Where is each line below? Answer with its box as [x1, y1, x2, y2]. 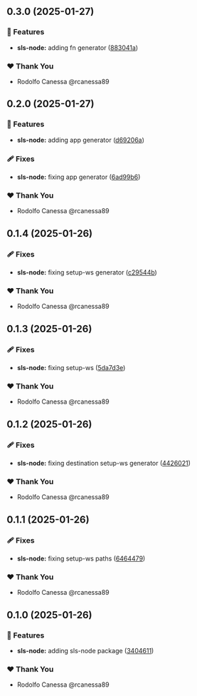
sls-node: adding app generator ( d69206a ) [16, 135, 145, 144]
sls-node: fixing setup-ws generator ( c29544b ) [16, 267, 157, 277]
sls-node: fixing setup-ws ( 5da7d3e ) [16, 363, 126, 372]
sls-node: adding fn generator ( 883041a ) [16, 43, 139, 52]
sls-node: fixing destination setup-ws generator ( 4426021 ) [16, 459, 191, 467]
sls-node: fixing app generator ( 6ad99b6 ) [16, 173, 141, 181]
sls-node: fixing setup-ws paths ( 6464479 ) [16, 554, 146, 563]
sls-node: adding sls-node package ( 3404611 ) [16, 646, 154, 655]
